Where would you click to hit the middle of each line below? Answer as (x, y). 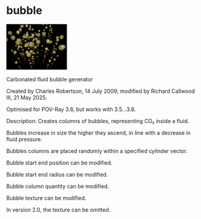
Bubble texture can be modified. (46, 198)
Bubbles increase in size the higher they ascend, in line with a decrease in (98, 133)
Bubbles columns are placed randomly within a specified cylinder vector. (97, 151)
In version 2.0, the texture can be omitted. (58, 209)
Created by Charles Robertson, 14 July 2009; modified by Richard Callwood (101, 91)
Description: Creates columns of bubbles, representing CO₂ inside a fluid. (98, 121)
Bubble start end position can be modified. (60, 163)
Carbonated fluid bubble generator (50, 79)
